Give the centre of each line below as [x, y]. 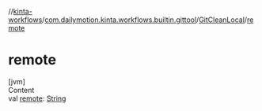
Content [21, 90]
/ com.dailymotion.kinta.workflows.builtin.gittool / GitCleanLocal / [145, 20]
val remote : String [37, 98]
